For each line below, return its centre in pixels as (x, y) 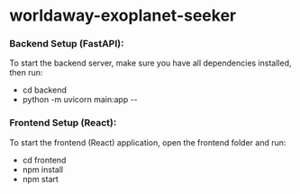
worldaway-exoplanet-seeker (123, 16)
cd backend (45, 90)
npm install (43, 169)
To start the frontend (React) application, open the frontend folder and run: (148, 142)
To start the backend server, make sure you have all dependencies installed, (150, 63)
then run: (26, 73)
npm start (40, 179)
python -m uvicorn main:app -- (80, 100)
